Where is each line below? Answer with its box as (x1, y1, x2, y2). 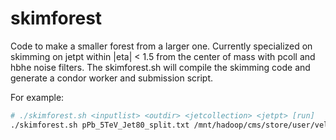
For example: (10, 91, 65, 103)
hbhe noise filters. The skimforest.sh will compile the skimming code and (10, 61, 311, 73)
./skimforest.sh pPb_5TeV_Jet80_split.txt (10, 120, 190, 130)
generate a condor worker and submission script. (10, 72, 214, 84)
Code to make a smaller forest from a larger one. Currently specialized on (10, 40, 313, 52)
